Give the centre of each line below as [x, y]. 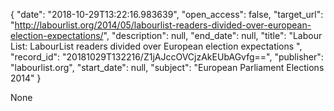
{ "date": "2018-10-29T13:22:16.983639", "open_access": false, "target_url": [167, 14]
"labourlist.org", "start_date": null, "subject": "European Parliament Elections [167, 67]
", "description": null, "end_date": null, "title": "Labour [213, 35]
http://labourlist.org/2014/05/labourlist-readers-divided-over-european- [163, 25]
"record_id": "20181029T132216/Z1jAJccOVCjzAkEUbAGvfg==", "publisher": [167, 57]
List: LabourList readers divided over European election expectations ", [156, 46]
